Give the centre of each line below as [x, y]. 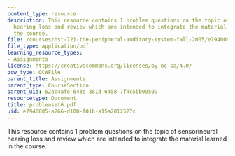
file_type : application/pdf [48, 46]
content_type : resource [42, 14]
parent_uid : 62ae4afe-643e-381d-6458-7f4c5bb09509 [83, 92]
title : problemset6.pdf [42, 105]
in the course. [27, 146]
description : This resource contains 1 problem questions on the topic [114, 20]
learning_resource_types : [45, 53]
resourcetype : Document [42, 99]
